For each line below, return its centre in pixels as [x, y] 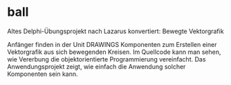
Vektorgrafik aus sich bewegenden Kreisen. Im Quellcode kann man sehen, [114, 52]
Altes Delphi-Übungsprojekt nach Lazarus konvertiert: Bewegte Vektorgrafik [115, 31]
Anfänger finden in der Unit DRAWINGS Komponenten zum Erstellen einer [112, 44]
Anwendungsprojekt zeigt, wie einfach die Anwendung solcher [96, 66]
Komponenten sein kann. [43, 74]
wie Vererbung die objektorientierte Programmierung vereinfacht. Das [107, 59]
